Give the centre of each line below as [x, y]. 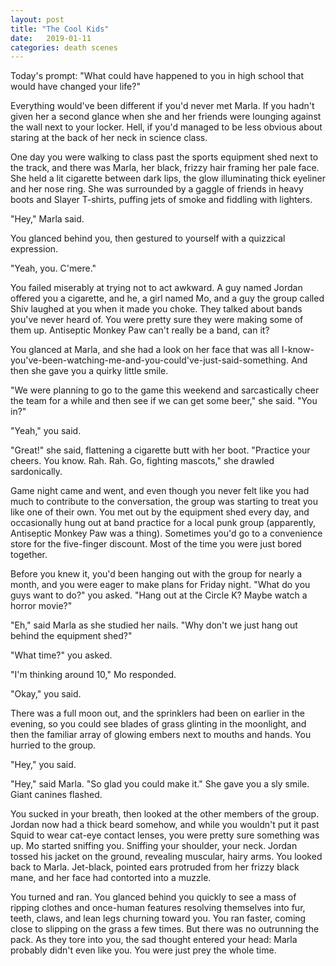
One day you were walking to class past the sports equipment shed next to [164, 157]
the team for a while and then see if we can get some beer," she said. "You [164, 401]
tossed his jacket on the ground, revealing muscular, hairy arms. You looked [166, 857]
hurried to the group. [53, 745]
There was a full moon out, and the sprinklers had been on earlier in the [157, 713]
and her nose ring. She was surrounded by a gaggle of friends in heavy [157, 189]
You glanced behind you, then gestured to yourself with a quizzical [148, 238]
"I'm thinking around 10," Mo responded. [93, 675]
